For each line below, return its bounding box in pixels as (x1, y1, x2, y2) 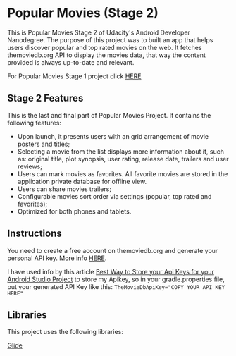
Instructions (7, 228, 62, 240)
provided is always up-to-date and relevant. (7, 58, 135, 66)
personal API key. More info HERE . (7, 254, 107, 262)
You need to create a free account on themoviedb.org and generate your (7, 246, 218, 254)
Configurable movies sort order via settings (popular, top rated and (17, 192, 212, 200)
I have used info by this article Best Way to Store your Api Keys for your (7, 267, 215, 276)
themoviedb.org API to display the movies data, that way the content (7, 51, 206, 59)
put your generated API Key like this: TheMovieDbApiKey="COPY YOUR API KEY (7, 282, 225, 290)
